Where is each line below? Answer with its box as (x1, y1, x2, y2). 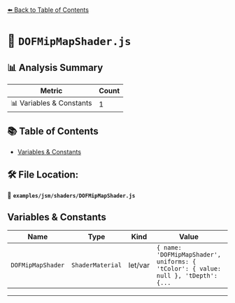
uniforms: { (156, 258, 197, 266)
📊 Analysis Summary (7, 62, 104, 74)
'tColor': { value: (156, 265, 222, 273)
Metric (40, 86, 63, 95)
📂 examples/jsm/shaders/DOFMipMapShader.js (7, 191, 136, 199)
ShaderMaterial (71, 262, 122, 269)
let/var (128, 260, 150, 270)
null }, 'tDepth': (156, 272, 218, 280)
